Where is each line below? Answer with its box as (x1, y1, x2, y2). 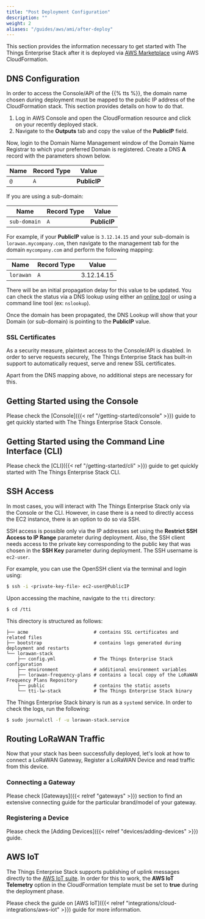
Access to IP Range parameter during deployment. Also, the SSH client (6, 534, 185, 541)
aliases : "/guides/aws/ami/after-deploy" (6, 26, 113, 32)
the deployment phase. (6, 887, 65, 895)
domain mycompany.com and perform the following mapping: (6, 246, 154, 253)
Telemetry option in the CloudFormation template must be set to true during (6, 881, 198, 888)
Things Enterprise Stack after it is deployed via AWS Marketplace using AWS (6, 49, 199, 57)
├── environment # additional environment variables (17, 666, 187, 672)
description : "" (6, 15, 48, 21)
